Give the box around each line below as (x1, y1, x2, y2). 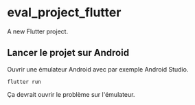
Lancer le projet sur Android (7, 47, 129, 59)
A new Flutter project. (7, 27, 69, 35)
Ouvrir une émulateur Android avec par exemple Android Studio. (7, 65, 189, 73)
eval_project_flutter (7, 5, 122, 20)
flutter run (7, 78, 41, 85)
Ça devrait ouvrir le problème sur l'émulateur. (7, 90, 135, 98)
